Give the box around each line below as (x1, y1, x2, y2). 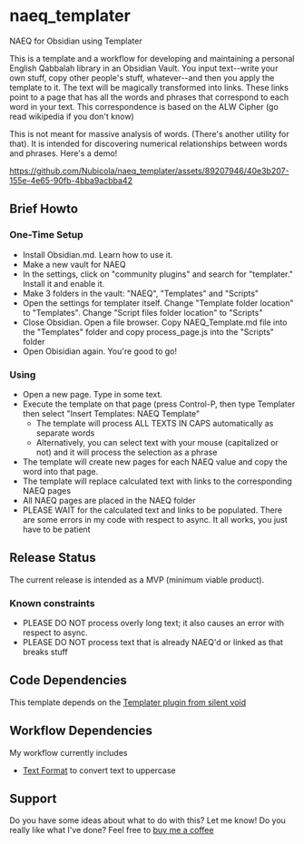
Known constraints (9, 596, 95, 609)
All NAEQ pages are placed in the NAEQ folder (22, 495, 196, 505)
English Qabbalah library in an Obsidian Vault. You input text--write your (9, 63, 279, 74)
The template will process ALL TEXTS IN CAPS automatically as (35, 417, 274, 428)
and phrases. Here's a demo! (9, 147, 118, 159)
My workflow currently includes (9, 747, 128, 758)
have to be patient (22, 524, 91, 535)
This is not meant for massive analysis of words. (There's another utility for (9, 128, 290, 139)
